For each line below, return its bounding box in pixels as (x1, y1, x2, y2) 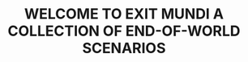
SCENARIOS (82, 39, 166, 57)
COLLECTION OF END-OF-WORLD (7, 22, 241, 40)
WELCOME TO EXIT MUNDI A (24, 5, 224, 23)
